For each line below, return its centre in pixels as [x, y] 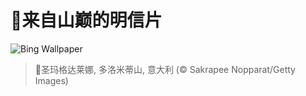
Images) [51, 80]
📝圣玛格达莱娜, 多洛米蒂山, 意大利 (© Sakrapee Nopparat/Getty [165, 69]
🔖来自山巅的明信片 [86, 20]
